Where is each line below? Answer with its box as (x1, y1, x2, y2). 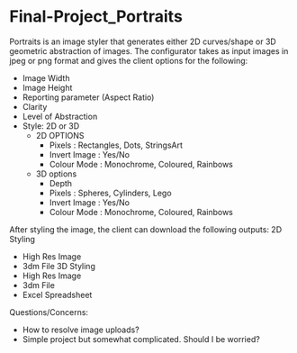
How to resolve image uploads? (22, 324, 139, 335)
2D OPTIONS (35, 130, 85, 140)
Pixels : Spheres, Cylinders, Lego (49, 187, 173, 198)
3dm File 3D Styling (22, 260, 96, 271)
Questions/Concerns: (9, 306, 88, 317)
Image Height (22, 82, 73, 93)
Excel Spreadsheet (22, 289, 93, 300)
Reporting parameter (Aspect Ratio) (22, 92, 155, 103)
